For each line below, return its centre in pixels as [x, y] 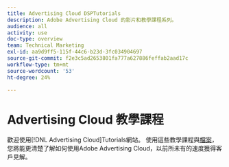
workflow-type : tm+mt [38, 65]
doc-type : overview [35, 39]
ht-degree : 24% [29, 77]
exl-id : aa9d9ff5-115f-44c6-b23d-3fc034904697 [75, 52]
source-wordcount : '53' [41, 71]
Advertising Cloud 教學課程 [86, 119]
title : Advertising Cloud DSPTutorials [64, 13]
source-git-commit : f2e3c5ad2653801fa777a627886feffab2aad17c [98, 58]
